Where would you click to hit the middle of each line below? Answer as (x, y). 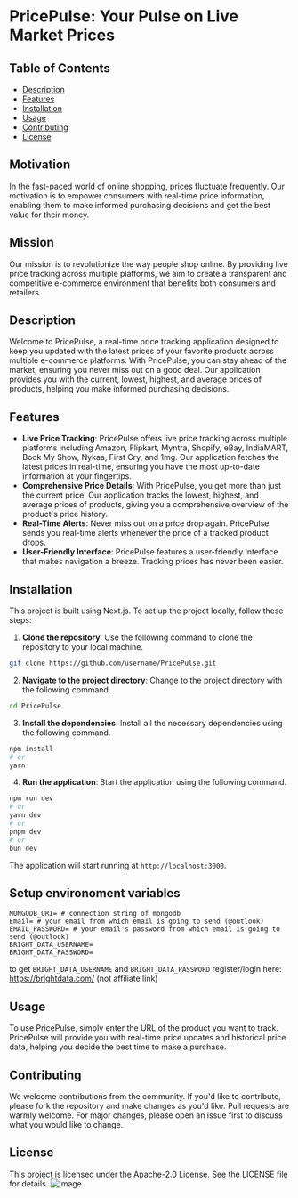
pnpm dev (25, 831)
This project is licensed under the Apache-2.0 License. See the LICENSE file (149, 1174)
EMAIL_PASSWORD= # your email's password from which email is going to (145, 929)
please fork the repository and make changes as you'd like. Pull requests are (149, 1106)
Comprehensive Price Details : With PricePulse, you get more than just (152, 486)
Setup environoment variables (95, 893)
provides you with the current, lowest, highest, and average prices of (136, 379)
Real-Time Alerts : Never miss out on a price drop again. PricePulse (145, 523)
